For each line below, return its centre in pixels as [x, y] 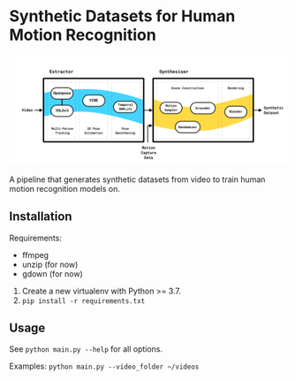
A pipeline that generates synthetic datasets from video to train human [137, 179]
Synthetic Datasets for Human [122, 16]
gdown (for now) [53, 274]
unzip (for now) [50, 264]
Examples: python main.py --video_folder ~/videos [104, 366]
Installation [41, 217]
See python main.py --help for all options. [86, 349]
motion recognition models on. [65, 188]
